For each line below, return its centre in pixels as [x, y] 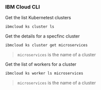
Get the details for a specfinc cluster [43, 36]
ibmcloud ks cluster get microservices [47, 45]
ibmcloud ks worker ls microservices [44, 73]
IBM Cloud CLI [23, 7]
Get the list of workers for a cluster [41, 64]
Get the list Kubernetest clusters [38, 18]
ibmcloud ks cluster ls [30, 27]
